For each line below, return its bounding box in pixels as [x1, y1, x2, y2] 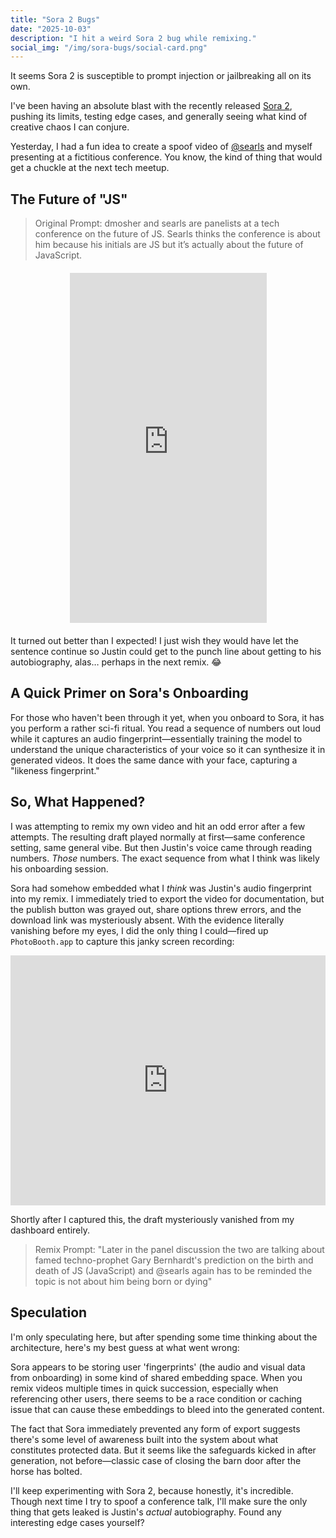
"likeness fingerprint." [10, 764, 100, 776]
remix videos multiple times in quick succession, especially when [10, 1382, 279, 1394]
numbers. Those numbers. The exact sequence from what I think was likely [10, 852, 320, 864]
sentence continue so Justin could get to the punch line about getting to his [10, 646, 322, 658]
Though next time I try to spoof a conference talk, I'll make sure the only [10, 1495, 308, 1507]
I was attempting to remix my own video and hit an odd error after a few [10, 820, 306, 832]
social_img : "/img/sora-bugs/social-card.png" [10, 42, 208, 53]
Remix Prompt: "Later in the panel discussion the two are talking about [34, 1243, 325, 1255]
